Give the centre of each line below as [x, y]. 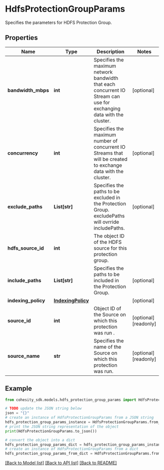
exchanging [107, 108]
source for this [110, 248]
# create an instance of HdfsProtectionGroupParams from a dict [72, 449]
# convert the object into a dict [40, 440]
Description [111, 51]
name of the [107, 347]
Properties [21, 38]
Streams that [108, 153]
